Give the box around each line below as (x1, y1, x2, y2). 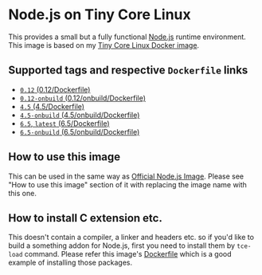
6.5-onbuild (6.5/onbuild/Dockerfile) (19, 127, 140, 136)
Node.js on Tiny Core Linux (8, 6, 191, 24)
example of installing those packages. (8, 257, 133, 268)
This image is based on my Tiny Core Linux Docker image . (8, 40, 200, 49)
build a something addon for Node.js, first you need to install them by (8, 241, 236, 250)
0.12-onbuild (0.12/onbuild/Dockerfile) (19, 93, 146, 103)
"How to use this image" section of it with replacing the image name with (8, 179, 247, 189)
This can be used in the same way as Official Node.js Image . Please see (8, 171, 244, 181)
